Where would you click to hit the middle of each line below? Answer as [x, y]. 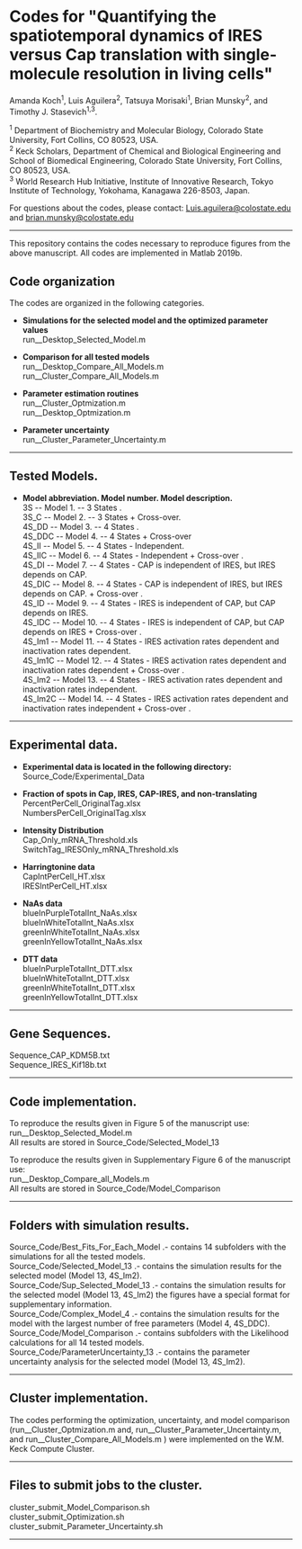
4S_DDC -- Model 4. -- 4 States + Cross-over [107, 536]
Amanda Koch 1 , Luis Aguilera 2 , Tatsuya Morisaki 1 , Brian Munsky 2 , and [138, 99]
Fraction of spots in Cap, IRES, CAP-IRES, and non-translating [140, 793]
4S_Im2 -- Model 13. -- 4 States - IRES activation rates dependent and [152, 679]
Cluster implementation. [79, 1398]
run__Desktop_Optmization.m [76, 413]
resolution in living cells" [178, 74]
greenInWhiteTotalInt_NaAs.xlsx [81, 932]
